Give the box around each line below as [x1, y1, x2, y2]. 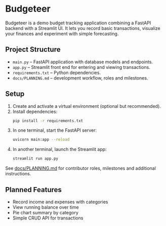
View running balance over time [12, 204, 79, 210]
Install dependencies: [12, 108, 58, 115]
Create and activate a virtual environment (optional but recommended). [12, 103, 161, 109]
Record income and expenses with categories [12, 199, 108, 205]
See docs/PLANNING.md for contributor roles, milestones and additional [5, 165, 156, 171]
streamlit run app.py [12, 156, 58, 161]
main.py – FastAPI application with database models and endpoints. [12, 59, 153, 65]
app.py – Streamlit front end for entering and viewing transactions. [12, 64, 151, 70]
